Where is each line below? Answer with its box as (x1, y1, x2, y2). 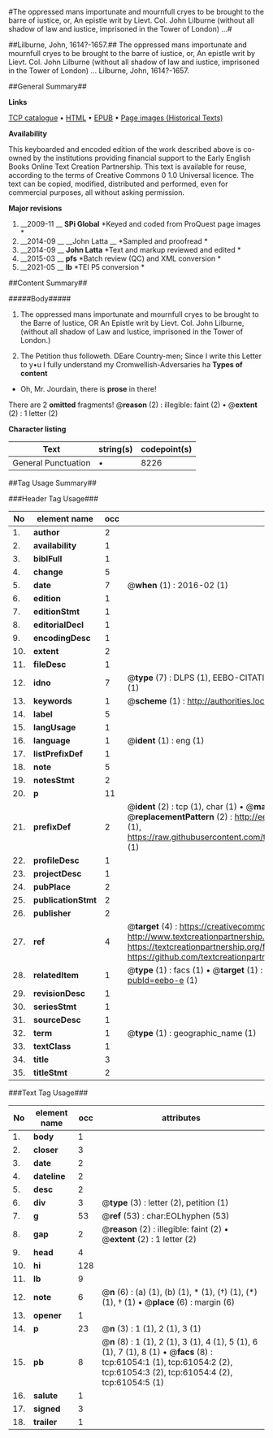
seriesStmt (33, 1001, 77, 1012)
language (33, 735, 71, 746)
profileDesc (33, 855, 80, 866)
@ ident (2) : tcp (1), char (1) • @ (127, 801, 254, 812)
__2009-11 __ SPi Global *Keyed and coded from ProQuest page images (19, 219, 262, 228)
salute (33, 1390, 58, 1401)
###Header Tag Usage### (8, 494, 99, 503)
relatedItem (33, 970, 80, 981)
